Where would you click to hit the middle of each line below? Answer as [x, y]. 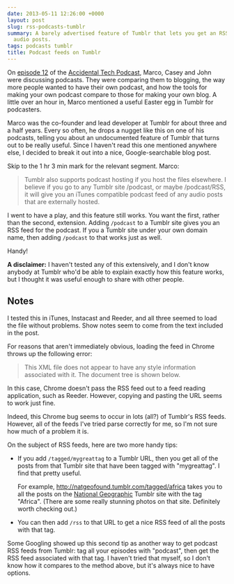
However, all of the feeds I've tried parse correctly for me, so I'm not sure [112, 424]
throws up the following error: [50, 353]
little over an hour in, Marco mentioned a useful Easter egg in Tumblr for [110, 102]
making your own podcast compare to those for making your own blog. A [112, 94]
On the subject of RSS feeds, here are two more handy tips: [93, 445]
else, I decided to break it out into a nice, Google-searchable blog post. [109, 152]
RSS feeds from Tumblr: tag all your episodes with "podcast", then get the [113, 551]
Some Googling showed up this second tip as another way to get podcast [112, 543]
